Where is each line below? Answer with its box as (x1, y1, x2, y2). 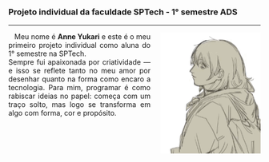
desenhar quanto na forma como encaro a (8, 74, 151, 84)
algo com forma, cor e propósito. (8, 109, 117, 118)
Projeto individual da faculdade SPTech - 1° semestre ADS (8, 6, 238, 18)
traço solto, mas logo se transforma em (8, 100, 151, 109)
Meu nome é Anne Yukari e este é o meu (14, 32, 151, 41)
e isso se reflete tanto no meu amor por (8, 66, 151, 76)
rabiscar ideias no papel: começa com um (8, 91, 151, 101)
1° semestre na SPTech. (8, 49, 86, 58)
